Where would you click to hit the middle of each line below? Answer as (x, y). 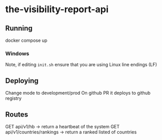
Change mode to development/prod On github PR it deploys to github (78, 93)
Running (19, 28)
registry (13, 98)
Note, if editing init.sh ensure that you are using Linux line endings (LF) (81, 65)
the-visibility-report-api (57, 9)
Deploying (22, 81)
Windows (17, 53)
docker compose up (26, 40)
